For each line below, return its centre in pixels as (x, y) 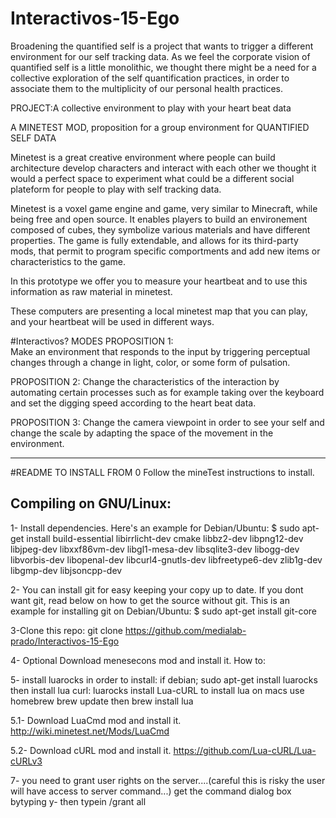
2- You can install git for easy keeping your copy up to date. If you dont (157, 589)
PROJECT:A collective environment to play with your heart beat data (151, 108)
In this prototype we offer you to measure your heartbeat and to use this (159, 281)
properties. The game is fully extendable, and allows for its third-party (154, 240)
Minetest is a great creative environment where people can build (143, 157)
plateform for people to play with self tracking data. (116, 189)
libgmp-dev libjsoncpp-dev (66, 570)
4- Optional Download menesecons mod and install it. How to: (138, 660)
